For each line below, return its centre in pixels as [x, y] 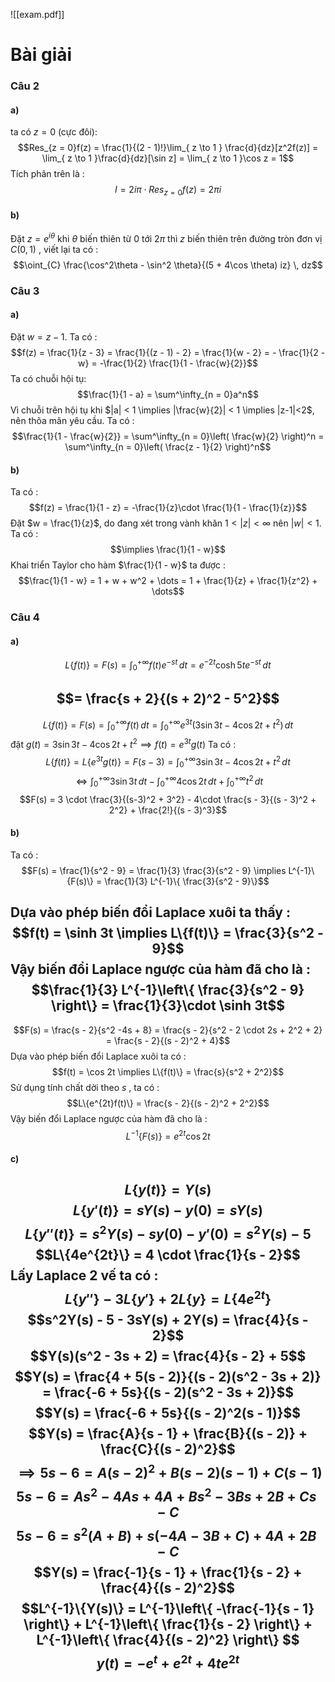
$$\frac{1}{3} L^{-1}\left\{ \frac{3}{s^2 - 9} [168, 990]
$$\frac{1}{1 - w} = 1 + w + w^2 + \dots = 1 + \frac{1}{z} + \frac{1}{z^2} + [168, 581]
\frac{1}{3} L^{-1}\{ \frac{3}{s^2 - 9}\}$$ [187, 881]
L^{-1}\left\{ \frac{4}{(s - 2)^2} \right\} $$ [168, 1640]
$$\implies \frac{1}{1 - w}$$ [168, 550]
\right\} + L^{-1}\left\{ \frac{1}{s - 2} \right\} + [168, 1624]
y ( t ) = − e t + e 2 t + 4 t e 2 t [168, 1662]
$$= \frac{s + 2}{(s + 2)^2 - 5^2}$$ [168, 699]
